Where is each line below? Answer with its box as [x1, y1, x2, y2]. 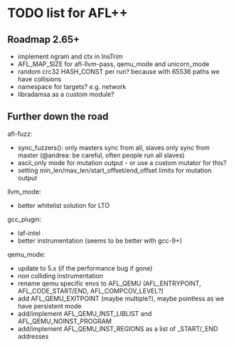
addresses [17, 332, 49, 340]
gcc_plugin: [7, 215, 41, 224]
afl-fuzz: [7, 130, 33, 138]
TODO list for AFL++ [7, 5, 128, 21]
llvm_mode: [7, 187, 41, 196]
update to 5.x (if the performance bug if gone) [17, 263, 153, 272]
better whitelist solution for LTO [17, 201, 110, 209]
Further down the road [7, 110, 109, 122]
